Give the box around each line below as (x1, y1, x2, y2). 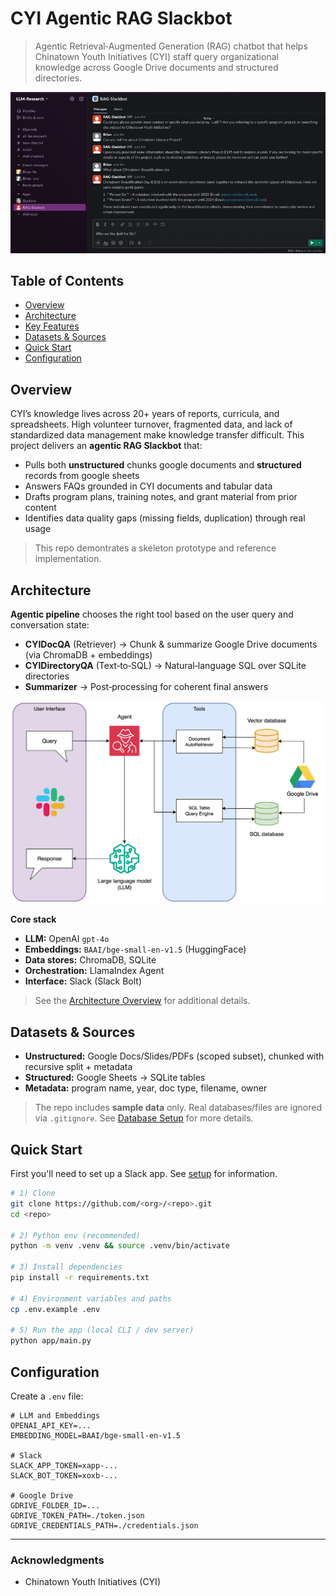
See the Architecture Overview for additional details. (34, 995, 251, 1007)
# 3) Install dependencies (10, 1262, 123, 1272)
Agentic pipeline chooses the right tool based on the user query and (10, 608, 294, 621)
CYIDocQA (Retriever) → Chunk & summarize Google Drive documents (24, 638, 318, 651)
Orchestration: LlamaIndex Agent (24, 965, 165, 977)
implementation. (34, 553, 102, 565)
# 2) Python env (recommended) (10, 1230, 141, 1241)
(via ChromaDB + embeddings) (24, 649, 153, 661)
